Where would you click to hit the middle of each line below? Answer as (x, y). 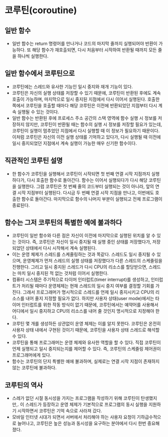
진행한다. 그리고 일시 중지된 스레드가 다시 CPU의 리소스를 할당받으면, (80, 267)
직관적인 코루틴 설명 (34, 161)
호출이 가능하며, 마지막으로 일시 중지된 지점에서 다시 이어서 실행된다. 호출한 (86, 99)
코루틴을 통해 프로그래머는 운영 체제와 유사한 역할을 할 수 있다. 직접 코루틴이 (87, 342)
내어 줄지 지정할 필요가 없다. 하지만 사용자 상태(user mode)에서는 (90, 299)
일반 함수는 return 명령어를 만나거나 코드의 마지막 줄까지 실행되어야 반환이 (85, 44)
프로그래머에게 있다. (31, 355)
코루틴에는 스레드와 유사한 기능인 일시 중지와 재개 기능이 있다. (72, 87)
